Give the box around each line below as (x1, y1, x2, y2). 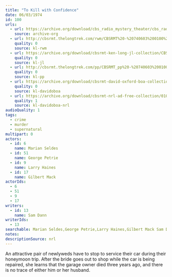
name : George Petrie (14, 155, 58, 161)
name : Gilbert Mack (14, 174, 56, 180)
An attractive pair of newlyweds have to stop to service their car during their (5, 250, 166, 256)
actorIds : (5, 179, 27, 185)
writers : (5, 203, 24, 208)
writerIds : (5, 217, 29, 223)
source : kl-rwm (14, 46, 47, 51)
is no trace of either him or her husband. (5, 267, 91, 273)
